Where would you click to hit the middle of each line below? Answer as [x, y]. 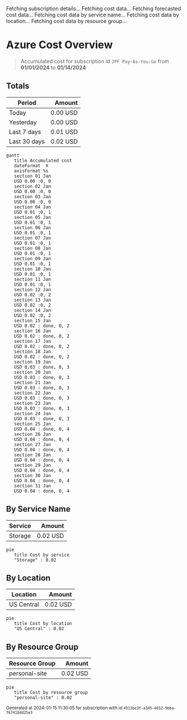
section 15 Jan [32, 320]
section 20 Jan [32, 372]
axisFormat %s [31, 171]
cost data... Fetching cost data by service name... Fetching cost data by [93, 15]
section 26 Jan [32, 434]
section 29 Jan [32, 465]
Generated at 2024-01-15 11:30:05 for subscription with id [64, 708]
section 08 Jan [32, 248]
